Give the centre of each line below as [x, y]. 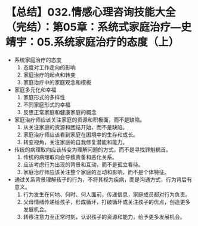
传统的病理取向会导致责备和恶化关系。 [70, 157]
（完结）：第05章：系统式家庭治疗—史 [99, 27]
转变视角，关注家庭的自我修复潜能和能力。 [75, 142]
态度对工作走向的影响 [49, 67]
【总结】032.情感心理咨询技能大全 [91, 12]
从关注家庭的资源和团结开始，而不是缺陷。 [75, 127]
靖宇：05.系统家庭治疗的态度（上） [92, 42]
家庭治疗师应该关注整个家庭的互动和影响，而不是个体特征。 [96, 172]
